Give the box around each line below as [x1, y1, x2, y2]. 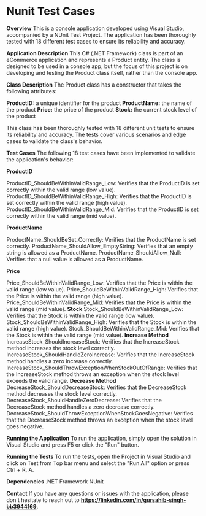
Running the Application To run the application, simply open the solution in [6, 434, 197, 442]
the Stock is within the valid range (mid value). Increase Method [6, 331, 169, 339]
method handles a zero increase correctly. [6, 357, 113, 364]
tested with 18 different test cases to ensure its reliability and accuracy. [6, 37, 186, 45]
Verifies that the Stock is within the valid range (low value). [6, 312, 155, 319]
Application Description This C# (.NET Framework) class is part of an [6, 49, 183, 56]
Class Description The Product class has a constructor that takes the [6, 81, 182, 88]
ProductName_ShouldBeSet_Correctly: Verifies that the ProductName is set [6, 236, 196, 243]
